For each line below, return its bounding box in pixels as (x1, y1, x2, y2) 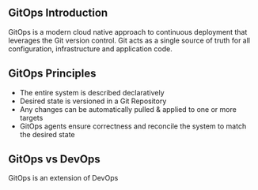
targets (19, 113, 44, 122)
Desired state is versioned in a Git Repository (19, 96, 167, 106)
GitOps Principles (8, 67, 97, 80)
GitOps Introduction (8, 6, 108, 20)
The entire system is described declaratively (19, 88, 165, 97)
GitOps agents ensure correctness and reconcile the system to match (19, 121, 247, 131)
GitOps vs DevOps (8, 153, 101, 166)
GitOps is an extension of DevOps (8, 173, 119, 183)
